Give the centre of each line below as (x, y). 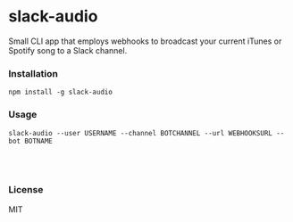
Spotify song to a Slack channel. (68, 50)
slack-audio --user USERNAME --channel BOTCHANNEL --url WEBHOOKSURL (141, 133)
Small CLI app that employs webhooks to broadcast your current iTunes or (145, 41)
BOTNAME (38, 141)
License (26, 190)
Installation (33, 73)
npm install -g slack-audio (61, 92)
